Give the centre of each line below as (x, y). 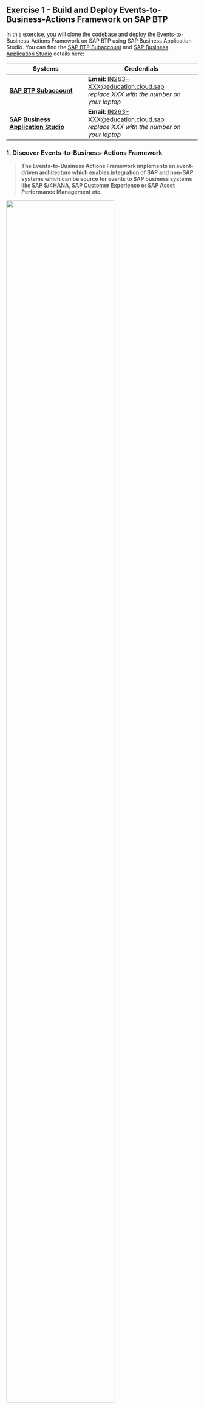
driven (29, 172)
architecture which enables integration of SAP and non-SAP (116, 172)
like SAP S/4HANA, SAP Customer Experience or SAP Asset (98, 186)
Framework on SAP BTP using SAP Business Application (122, 40)
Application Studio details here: (46, 54)
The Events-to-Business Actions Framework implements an (98, 166)
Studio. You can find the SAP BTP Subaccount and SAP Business (87, 47)
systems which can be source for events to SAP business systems (107, 179)
